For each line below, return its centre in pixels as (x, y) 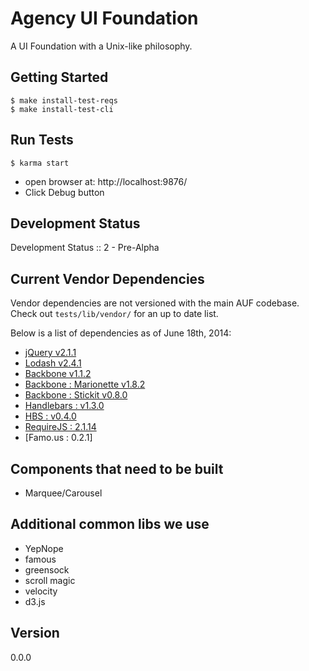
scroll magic (50, 580)
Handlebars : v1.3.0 (64, 406)
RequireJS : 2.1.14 (60, 427)
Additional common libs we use (110, 524)
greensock (47, 569)
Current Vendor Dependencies (107, 278)
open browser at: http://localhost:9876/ (106, 181)
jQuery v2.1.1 (50, 353)
